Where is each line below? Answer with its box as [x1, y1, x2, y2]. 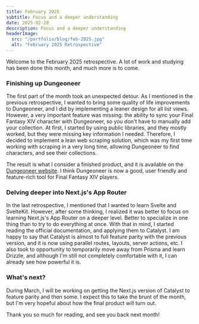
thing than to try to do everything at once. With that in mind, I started [6, 221, 174, 228]
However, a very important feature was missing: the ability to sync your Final [6, 112, 194, 119]
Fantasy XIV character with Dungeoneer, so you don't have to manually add [6, 118, 191, 125]
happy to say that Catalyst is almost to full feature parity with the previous [6, 233, 187, 240]
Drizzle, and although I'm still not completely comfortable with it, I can [6, 252, 177, 259]
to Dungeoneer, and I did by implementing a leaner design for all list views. [6, 105, 189, 113]
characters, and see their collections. [6, 150, 97, 157]
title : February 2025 [6, 8, 60, 15]
